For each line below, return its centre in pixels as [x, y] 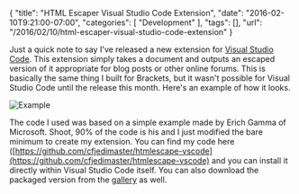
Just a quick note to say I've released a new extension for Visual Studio [142, 49]
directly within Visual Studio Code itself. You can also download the [134, 170]
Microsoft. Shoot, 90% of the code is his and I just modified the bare [136, 132]
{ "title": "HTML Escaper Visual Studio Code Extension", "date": [127, 13]
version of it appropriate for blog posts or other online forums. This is [137, 68]
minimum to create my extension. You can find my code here [122, 141]
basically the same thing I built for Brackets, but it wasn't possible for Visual [150, 78]
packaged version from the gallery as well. [88, 180]
